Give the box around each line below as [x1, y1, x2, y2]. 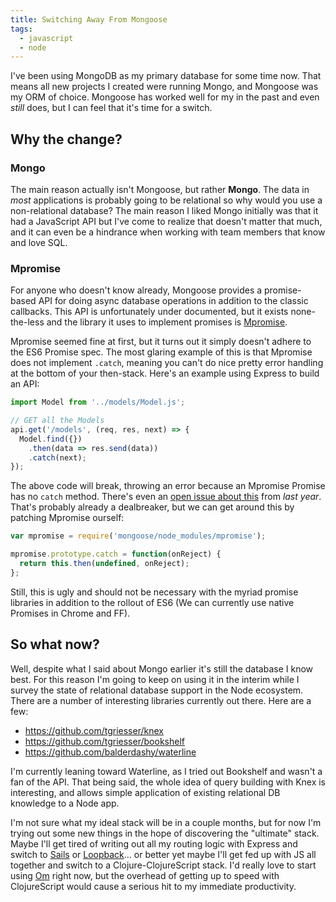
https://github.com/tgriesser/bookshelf [24, 735, 185, 747]
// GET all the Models [10, 416, 105, 426]
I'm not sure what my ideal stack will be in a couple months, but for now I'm [10, 816, 322, 828]
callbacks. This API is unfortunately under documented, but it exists [10, 306, 289, 318]
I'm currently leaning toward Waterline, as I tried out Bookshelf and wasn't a [10, 765, 323, 777]
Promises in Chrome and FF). [10, 607, 131, 619]
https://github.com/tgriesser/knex [24, 724, 164, 736]
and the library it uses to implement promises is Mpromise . [46, 316, 288, 328]
